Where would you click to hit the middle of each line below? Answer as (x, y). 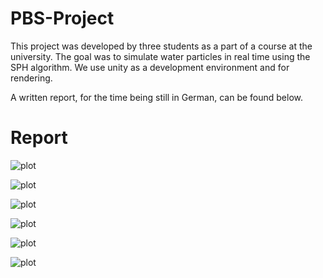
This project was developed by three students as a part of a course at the (161, 46)
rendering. (31, 78)
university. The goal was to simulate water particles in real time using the (160, 56)
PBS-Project (62, 18)
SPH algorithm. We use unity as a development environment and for (150, 67)
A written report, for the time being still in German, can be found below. (157, 97)
